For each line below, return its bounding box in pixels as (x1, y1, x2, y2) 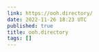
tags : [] (7, 35, 32, 42)
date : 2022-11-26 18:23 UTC (7, 16, 87, 23)
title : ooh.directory (7, 28, 69, 36)
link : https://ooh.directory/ (7, 9, 94, 17)
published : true (7, 22, 53, 29)
